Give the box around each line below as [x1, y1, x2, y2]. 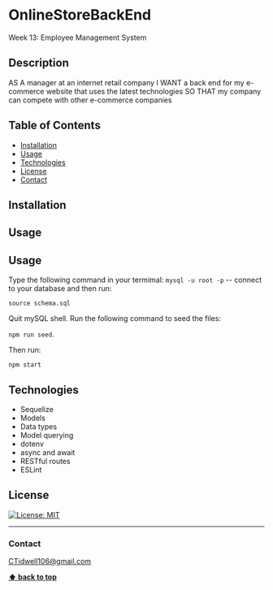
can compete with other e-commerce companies [8, 95, 172, 105]
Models [19, 413, 46, 423]
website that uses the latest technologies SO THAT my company [45, 86, 262, 96]
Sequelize [19, 404, 54, 414]
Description [8, 56, 69, 70]
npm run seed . [8, 329, 54, 339]
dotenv [19, 439, 45, 449]
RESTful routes [19, 456, 71, 466]
